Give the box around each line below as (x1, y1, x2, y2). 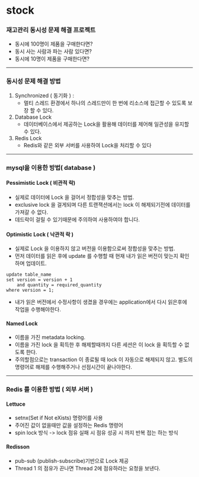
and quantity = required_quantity (17, 282, 102, 288)
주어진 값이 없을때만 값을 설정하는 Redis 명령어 (14, 422, 123, 429)
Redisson (6, 443, 30, 450)
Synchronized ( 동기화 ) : (14, 91, 75, 99)
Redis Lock (14, 134, 43, 141)
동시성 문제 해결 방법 (6, 77, 61, 86)
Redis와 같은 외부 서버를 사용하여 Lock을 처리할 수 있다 (23, 141, 152, 149)
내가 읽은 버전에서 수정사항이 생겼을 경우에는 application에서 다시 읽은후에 (14, 298, 188, 306)
